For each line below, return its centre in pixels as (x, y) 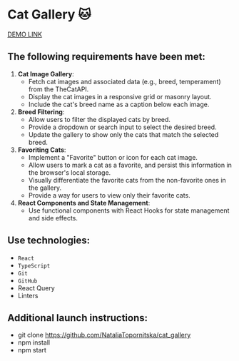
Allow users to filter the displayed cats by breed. (100, 119)
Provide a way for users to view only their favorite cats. (109, 195)
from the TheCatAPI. (59, 89)
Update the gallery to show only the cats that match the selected (123, 134)
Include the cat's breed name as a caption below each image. (119, 104)
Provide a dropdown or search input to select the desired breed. (122, 127)
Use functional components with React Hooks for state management (129, 210)
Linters (28, 295)
